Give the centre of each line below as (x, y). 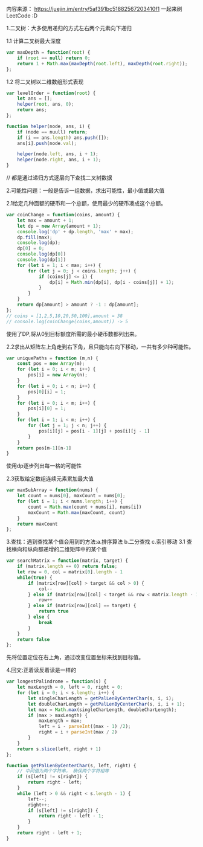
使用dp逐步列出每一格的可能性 (44, 466)
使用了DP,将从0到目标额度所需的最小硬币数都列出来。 (73, 333)
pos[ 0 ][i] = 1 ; (47, 391)
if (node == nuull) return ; (52, 132)
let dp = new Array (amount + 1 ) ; (59, 226)
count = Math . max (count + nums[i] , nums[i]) (85, 507)
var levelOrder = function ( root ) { (51, 93)
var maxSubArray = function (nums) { (52, 490)
